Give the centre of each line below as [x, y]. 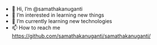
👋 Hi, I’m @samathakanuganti [47, 9]
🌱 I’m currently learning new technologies [62, 21]
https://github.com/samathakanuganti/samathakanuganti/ [81, 36]
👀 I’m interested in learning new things [58, 15]
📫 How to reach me [36, 28]
